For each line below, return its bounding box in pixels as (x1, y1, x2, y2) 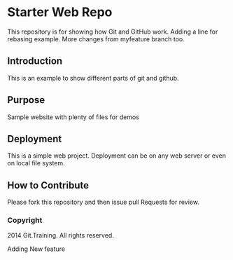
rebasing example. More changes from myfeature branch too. (7, 34, 185, 43)
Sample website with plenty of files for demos (7, 113, 140, 121)
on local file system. (7, 159, 65, 167)
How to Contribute (7, 179, 90, 191)
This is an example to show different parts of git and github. (7, 74, 180, 82)
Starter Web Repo (7, 4, 113, 20)
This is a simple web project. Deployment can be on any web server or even (7, 151, 226, 160)
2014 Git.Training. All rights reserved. (7, 231, 114, 240)
